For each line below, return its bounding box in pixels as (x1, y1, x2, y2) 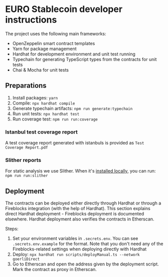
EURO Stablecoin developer (5, 3, 123, 15)
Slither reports (5, 156, 42, 163)
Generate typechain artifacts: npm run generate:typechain (12, 105, 133, 111)
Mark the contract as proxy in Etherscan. (12, 266, 97, 272)
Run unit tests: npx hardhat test (12, 110, 80, 116)
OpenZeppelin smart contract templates (12, 40, 95, 46)
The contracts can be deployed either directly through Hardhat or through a (5, 200, 161, 206)
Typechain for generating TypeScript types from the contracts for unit (12, 56, 157, 62)
